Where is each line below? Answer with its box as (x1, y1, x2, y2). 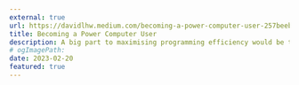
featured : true (9, 63, 66, 72)
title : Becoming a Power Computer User (9, 29, 158, 38)
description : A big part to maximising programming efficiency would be (9, 37, 285, 47)
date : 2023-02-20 (9, 54, 74, 63)
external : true (9, 12, 66, 22)
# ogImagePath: (9, 46, 66, 55)
